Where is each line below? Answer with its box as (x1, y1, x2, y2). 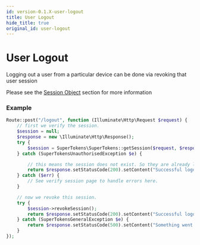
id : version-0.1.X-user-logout (6, 8, 84, 15)
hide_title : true (6, 20, 49, 26)
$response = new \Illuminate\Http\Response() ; (17, 134, 135, 140)
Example (6, 104, 32, 112)
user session (6, 77, 37, 84)
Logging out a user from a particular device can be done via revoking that (6, 71, 187, 78)
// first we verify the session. (17, 123, 100, 129)
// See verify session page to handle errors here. (27, 178, 159, 184)
